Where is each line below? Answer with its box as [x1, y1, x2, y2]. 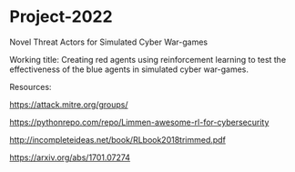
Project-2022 [9, 6, 113, 27]
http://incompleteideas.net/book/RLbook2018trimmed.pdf [9, 134, 226, 145]
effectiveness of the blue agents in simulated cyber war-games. [9, 64, 249, 75]
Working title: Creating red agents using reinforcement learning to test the [9, 54, 287, 65]
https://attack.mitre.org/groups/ [9, 98, 129, 110]
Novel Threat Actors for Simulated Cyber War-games [9, 36, 209, 47]
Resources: [9, 81, 52, 92]
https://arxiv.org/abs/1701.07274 [9, 152, 130, 163]
